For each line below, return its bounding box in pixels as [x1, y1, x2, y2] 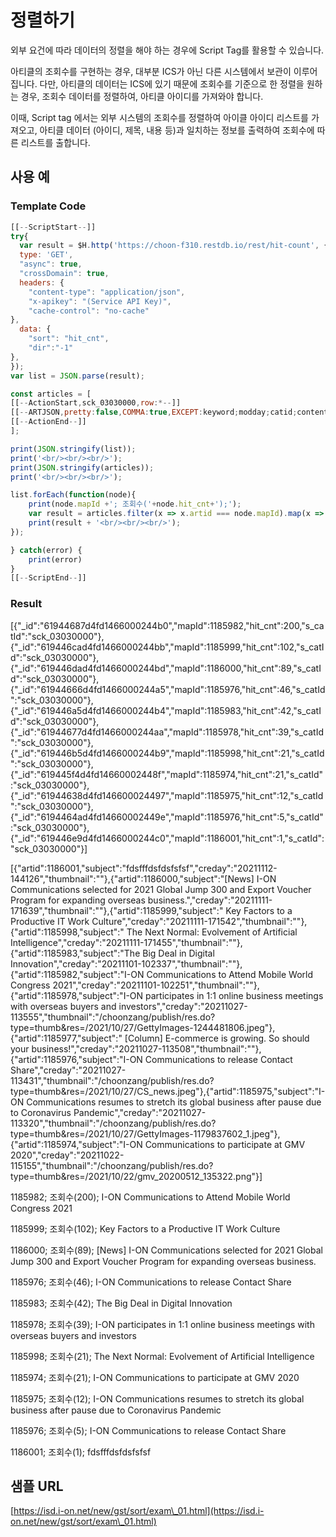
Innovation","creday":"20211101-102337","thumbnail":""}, [10, 957, 243, 970]
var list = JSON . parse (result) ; [10, 371, 145, 381]
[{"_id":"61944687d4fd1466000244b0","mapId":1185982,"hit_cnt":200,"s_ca [10, 619, 325, 631]
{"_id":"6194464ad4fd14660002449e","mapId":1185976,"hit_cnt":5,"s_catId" [10, 811, 324, 823]
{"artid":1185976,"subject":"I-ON [10, 1053, 143, 1065]
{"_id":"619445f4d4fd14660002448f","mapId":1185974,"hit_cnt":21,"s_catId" [10, 768, 324, 780]
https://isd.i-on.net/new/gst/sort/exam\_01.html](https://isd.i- [13, 1505, 265, 1517]
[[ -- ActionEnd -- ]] [10, 417, 87, 427]
